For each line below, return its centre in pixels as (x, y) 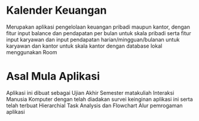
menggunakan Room (32, 52)
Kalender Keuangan (56, 10)
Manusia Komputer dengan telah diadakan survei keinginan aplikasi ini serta (99, 99)
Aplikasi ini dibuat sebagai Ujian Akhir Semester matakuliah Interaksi (90, 92)
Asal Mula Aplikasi (53, 77)
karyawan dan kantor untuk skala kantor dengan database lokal (84, 46)
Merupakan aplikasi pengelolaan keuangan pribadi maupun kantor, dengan (98, 27)
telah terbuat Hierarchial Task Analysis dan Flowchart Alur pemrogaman (95, 106)
